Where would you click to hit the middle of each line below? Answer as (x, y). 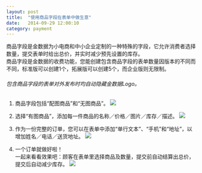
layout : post (23, 12)
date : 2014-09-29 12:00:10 (43, 23)
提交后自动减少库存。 (41, 164)
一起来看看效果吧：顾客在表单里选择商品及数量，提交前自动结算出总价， (104, 157)
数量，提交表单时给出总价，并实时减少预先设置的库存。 (75, 54)
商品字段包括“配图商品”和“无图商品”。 (62, 103)
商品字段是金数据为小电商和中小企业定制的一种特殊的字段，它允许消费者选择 (101, 46)
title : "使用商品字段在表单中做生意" (49, 17)
